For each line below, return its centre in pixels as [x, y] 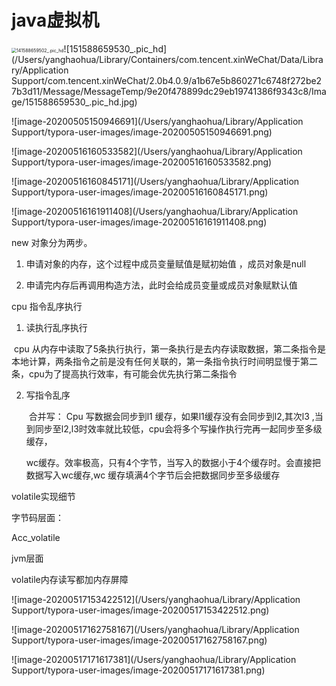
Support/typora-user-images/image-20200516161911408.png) [139, 222]
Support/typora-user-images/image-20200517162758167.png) [139, 640]
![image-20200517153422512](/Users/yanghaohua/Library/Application [156, 599]
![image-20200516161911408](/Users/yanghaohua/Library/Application [155, 211]
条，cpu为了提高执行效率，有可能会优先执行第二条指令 [124, 373]
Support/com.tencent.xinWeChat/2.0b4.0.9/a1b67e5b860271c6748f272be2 [167, 80]
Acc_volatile [36, 537]
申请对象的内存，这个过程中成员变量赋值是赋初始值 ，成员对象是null [166, 263]
